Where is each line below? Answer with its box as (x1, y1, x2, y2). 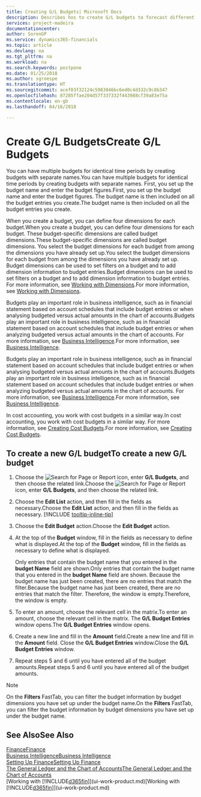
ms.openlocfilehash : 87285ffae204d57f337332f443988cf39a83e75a (6, 92, 168, 98)
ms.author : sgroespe (6, 76, 58, 82)
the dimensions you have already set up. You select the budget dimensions (6, 249, 190, 256)
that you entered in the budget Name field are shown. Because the (14, 571, 181, 578)
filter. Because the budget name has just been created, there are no (14, 584, 181, 592)
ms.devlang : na (6, 48, 44, 54)
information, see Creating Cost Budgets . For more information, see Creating (6, 425, 192, 432)
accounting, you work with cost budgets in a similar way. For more (6, 418, 170, 425)
